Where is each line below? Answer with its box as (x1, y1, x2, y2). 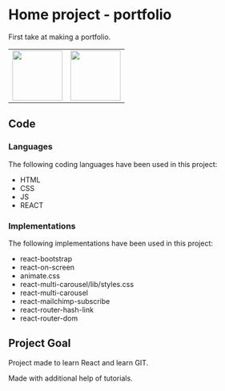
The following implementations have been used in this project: (8, 238, 214, 248)
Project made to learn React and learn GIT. (8, 357, 149, 367)
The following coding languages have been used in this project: (8, 159, 218, 169)
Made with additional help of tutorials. (8, 373, 134, 383)
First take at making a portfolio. (8, 32, 111, 42)
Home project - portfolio (8, 6, 172, 24)
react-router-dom (19, 313, 78, 323)
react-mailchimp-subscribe (19, 296, 110, 305)
